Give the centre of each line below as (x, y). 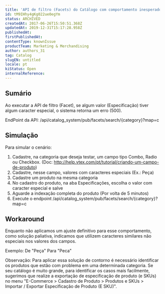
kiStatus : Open (21, 69)
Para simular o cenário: (28, 147)
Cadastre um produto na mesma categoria (55, 178)
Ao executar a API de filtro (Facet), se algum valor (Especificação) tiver (77, 105)
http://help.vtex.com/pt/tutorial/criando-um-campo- (106, 162)
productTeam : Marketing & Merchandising (47, 46)
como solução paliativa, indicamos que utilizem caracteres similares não (78, 236)
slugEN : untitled (23, 60)
